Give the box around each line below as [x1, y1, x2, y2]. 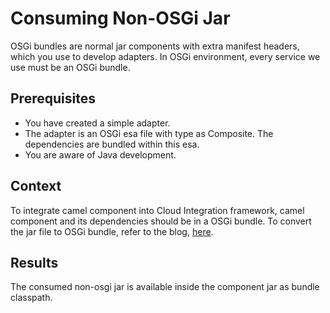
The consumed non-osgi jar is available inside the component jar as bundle [10, 281, 320, 293]
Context [10, 178, 62, 195]
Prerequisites [10, 90, 96, 107]
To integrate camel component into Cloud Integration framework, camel [10, 204, 305, 216]
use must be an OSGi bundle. [10, 61, 131, 73]
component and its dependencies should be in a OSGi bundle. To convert [10, 215, 312, 227]
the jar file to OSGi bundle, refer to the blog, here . [10, 225, 214, 237]
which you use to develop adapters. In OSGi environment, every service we [10, 50, 321, 62]
